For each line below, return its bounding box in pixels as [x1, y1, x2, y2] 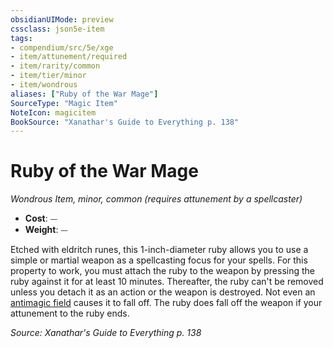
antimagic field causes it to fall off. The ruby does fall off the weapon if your [10, 297, 323, 309]
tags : [10, 33, 33, 43]
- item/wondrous [10, 80, 78, 90]
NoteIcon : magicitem [10, 107, 97, 118]
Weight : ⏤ [24, 224, 68, 236]
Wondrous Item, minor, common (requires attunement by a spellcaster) [10, 193, 303, 205]
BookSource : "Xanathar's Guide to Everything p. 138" [10, 117, 240, 127]
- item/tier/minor [10, 71, 87, 81]
